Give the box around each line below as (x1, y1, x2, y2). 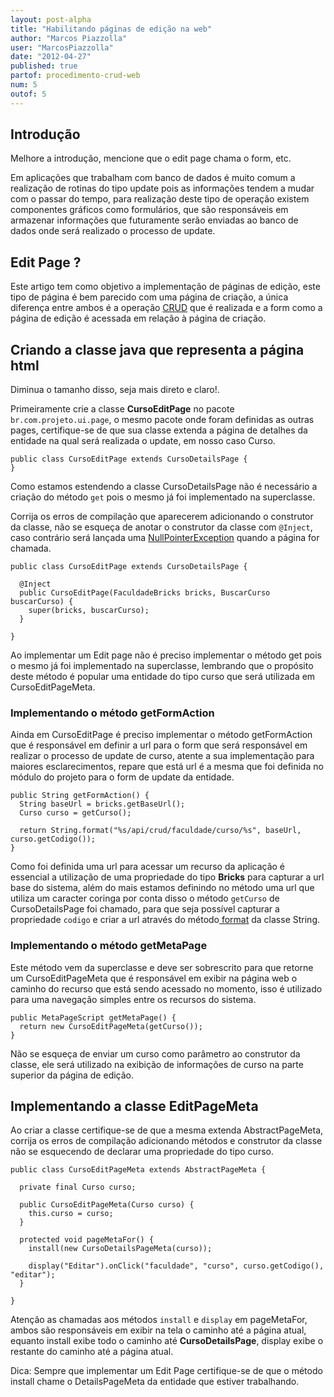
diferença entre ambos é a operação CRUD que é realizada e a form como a (10, 302, 323, 314)
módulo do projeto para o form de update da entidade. (10, 771, 235, 783)
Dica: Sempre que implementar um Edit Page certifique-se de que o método (10, 1365, 323, 1377)
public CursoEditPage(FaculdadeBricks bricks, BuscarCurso (19, 588, 271, 598)
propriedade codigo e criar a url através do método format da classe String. (10, 914, 321, 926)
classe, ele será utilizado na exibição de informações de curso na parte (10, 1058, 304, 1070)
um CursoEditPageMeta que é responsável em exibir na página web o (10, 972, 298, 984)
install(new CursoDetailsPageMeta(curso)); (28, 1244, 213, 1254)
